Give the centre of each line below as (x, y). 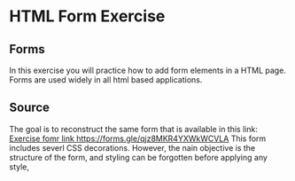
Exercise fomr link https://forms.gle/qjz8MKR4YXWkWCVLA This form (138, 138)
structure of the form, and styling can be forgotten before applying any (139, 157)
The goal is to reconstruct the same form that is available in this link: (134, 129)
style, (19, 167)
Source (30, 108)
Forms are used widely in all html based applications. (106, 80)
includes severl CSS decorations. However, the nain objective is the (132, 147)
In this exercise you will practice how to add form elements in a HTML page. (147, 70)
